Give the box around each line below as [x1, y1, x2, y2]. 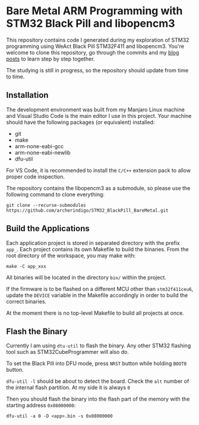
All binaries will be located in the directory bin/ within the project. [6, 274, 166, 281]
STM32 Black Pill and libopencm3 [6, 17, 175, 30]
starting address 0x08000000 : [6, 402, 76, 409]
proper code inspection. [6, 173, 65, 180]
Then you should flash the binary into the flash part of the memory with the [6, 395, 190, 402]
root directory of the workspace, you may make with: [6, 252, 136, 259]
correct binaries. [6, 298, 47, 305]
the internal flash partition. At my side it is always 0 [6, 384, 131, 391]
